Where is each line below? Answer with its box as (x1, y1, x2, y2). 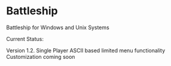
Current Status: (6, 35, 44, 42)
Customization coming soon (6, 53, 75, 60)
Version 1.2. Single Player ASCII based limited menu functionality (6, 46, 166, 54)
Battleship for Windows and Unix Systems (6, 24, 109, 31)
